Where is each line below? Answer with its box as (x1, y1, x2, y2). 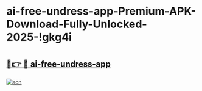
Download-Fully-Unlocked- (6, 17, 147, 31)
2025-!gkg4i (6, 31, 72, 44)
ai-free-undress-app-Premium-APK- (6, 4, 197, 18)
